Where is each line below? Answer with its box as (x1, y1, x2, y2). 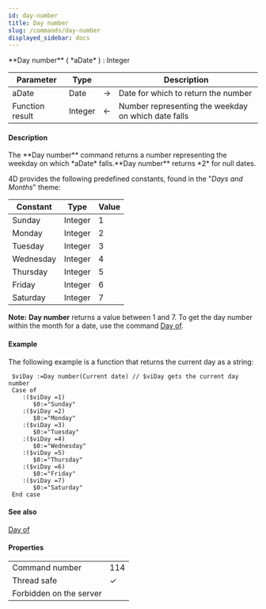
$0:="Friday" (32, 469, 77, 477)
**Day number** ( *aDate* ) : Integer (8, 56, 131, 65)
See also (8, 507, 37, 517)
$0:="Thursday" (32, 456, 83, 464)
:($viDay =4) (22, 434, 66, 443)
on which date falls (118, 110, 189, 121)
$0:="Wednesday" (32, 441, 87, 449)
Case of (11, 386, 37, 394)
